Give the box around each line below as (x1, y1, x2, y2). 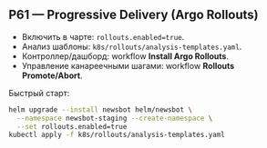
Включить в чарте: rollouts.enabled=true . (21, 31, 185, 42)
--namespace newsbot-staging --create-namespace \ (16, 113, 213, 123)
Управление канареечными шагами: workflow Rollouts (21, 60, 235, 71)
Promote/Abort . (21, 70, 83, 81)
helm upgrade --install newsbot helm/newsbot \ (8, 104, 193, 114)
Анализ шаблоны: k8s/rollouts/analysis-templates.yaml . (21, 41, 242, 52)
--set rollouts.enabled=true (16, 122, 128, 131)
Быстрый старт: (8, 87, 70, 98)
